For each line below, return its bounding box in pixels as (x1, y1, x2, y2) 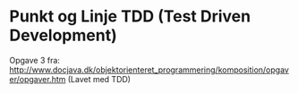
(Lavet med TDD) (67, 73, 132, 84)
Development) (9, 25, 118, 46)
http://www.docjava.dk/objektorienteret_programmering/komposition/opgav (9, 64, 289, 75)
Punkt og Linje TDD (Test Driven (9, 6, 251, 27)
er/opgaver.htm (9, 73, 66, 84)
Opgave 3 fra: (9, 55, 61, 65)
